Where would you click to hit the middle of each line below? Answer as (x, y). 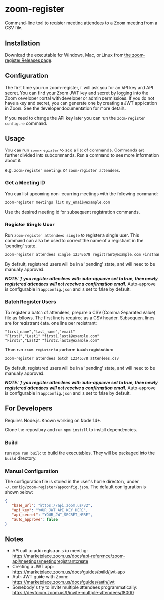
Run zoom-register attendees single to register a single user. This (72, 235)
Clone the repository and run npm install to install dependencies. (71, 429)
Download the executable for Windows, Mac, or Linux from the (68, 55)
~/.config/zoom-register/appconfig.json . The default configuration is (76, 487)
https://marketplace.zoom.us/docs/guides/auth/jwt (63, 582)
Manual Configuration (32, 471)
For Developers (29, 409)
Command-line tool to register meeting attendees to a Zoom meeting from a (81, 23)
